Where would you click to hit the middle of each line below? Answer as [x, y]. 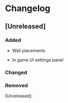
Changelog [28, 8]
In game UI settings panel [38, 60]
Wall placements [28, 50]
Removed [17, 85]
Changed [16, 72]
